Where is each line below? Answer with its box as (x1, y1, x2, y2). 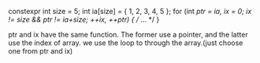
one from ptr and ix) (8, 47, 73, 55)
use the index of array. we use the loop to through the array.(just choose (8, 38, 243, 47)
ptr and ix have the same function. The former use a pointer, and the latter (8, 30, 248, 39)
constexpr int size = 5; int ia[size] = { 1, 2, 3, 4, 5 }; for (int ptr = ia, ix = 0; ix (8, 7, 252, 16)
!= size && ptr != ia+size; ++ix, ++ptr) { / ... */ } (8, 15, 160, 24)
